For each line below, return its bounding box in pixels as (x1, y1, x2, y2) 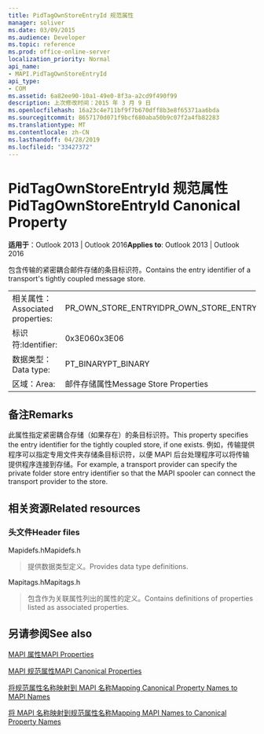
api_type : (8, 77, 41, 85)
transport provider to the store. (8, 477, 108, 486)
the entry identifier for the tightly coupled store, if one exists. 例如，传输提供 (8, 440, 255, 450)
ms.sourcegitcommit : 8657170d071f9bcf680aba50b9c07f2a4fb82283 (8, 114, 220, 122)
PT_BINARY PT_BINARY (64, 358, 150, 369)
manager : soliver (8, 19, 65, 27)
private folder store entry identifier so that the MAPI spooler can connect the (8, 468, 256, 478)
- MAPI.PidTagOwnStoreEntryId (8, 70, 108, 78)
